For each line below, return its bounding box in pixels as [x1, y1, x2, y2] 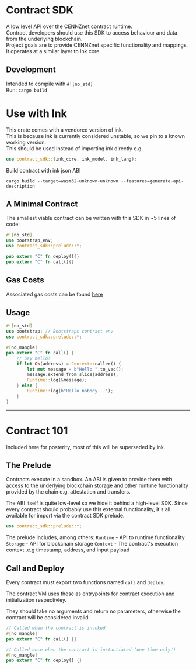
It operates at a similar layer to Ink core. [6, 47, 101, 54]
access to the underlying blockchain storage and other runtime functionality [6, 482, 188, 489]
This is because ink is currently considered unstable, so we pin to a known [6, 132, 185, 139]
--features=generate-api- [120, 178, 184, 184]
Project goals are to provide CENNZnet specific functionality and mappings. [6, 42, 188, 49]
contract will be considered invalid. [6, 614, 90, 621]
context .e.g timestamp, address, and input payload [6, 546, 130, 553]
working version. [6, 139, 47, 146]
